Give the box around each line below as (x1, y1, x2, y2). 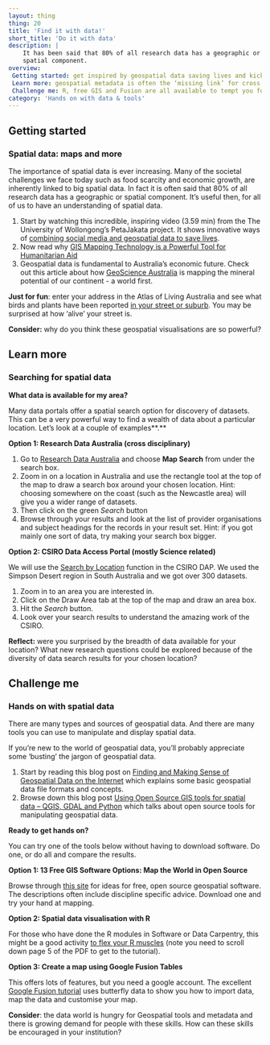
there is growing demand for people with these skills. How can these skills (8, 1019, 254, 1029)
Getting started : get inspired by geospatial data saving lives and (11, 72, 247, 80)
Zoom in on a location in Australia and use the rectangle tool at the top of (19, 471, 262, 481)
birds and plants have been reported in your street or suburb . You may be (8, 299, 252, 310)
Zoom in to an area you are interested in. (19, 586, 154, 596)
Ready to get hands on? (8, 826, 89, 836)
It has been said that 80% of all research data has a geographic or (22, 49, 261, 57)
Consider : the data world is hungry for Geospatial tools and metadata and (8, 1010, 253, 1020)
